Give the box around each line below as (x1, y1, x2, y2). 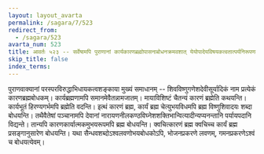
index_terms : (8, 63, 51, 71)
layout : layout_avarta (8, 11, 82, 20)
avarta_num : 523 (8, 41, 61, 49)
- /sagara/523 (15, 33, 61, 42)
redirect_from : (8, 26, 58, 34)
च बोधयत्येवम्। (8, 137, 46, 146)
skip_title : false (8, 56, 68, 64)
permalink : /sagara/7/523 (8, 19, 93, 27)
